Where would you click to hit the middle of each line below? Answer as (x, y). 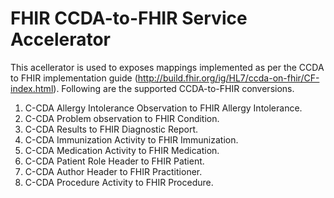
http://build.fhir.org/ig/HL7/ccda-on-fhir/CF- (228, 78)
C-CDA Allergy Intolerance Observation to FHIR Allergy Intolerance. (163, 108)
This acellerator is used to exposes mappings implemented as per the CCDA (167, 67)
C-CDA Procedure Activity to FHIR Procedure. (119, 182)
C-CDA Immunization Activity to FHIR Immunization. (131, 139)
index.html (32, 88)
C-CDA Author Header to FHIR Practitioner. (113, 171)
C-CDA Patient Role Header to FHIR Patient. (114, 161)
